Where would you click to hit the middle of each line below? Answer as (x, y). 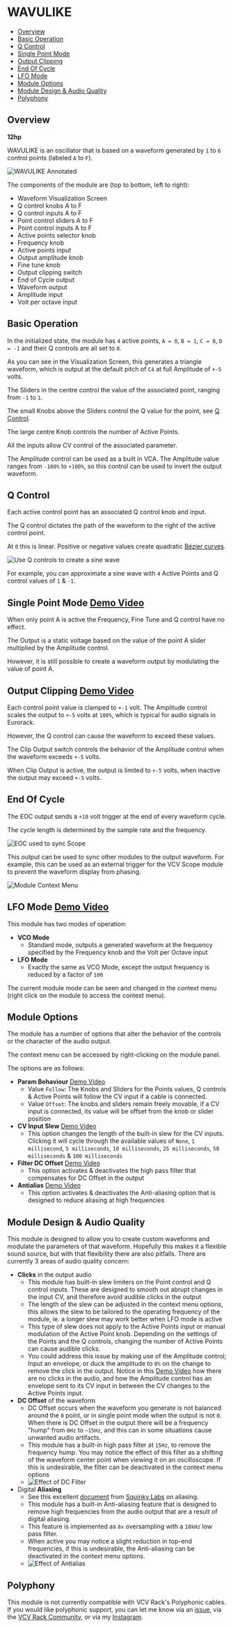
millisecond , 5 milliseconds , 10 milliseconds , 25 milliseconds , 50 (123, 1149)
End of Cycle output (46, 279)
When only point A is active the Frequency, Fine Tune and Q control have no (116, 620)
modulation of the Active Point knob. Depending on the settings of (122, 1334)
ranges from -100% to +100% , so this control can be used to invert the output (114, 466)
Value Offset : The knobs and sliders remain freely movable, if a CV (123, 1104)
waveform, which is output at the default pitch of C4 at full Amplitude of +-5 (114, 369)
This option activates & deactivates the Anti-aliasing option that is (121, 1193)
